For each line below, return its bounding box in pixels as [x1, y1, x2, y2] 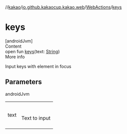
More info [5, 54, 25, 60]
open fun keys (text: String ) [5, 48, 60, 54]
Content [5, 43, 22, 49]
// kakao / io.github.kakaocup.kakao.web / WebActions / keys [5, 4, 122, 10]
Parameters [5, 78, 42, 86]
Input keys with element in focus [5, 63, 71, 69]
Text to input [21, 114, 51, 121]
